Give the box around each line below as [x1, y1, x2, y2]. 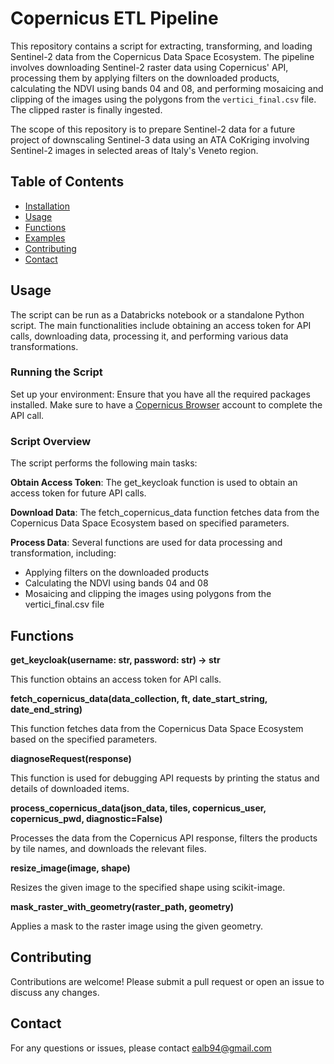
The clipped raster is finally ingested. [10, 103, 163, 116]
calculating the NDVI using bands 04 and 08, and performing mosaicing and [10, 82, 324, 94]
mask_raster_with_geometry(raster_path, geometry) [10, 900, 235, 912]
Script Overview [10, 434, 92, 448]
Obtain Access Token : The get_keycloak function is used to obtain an [10, 477, 298, 489]
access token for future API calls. [10, 487, 147, 499]
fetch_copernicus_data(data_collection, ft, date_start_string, [10, 692, 268, 704]
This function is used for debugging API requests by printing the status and [10, 772, 320, 784]
